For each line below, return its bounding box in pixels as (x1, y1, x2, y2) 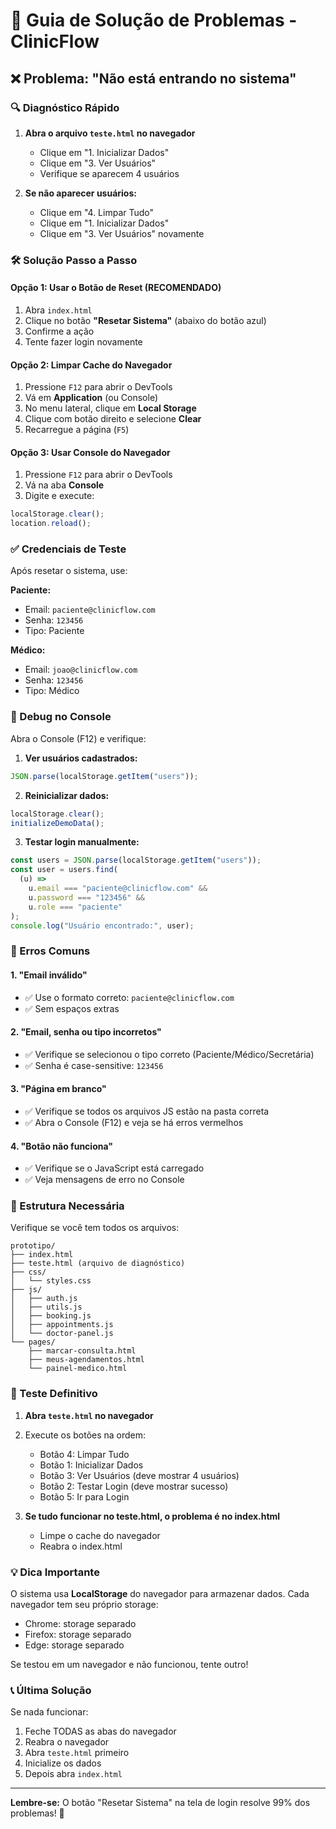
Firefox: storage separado (24, 1629, 132, 1640)
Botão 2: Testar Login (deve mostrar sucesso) (39, 1480, 229, 1492)
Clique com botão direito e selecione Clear (24, 413, 202, 425)
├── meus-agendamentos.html (28, 1355, 145, 1365)
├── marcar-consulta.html (28, 1346, 137, 1356)
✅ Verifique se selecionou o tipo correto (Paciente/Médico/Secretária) (24, 1048, 315, 1060)
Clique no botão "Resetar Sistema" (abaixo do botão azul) (24, 315, 267, 326)
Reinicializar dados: (24, 789, 110, 801)
